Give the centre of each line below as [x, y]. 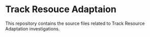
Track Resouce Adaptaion [61, 9]
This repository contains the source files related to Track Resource [75, 23]
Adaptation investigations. [33, 28]
